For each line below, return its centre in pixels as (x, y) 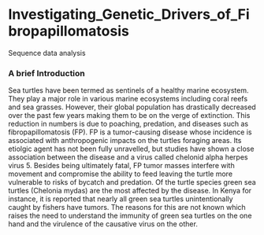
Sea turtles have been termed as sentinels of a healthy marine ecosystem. (128, 90)
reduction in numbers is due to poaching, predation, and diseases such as (128, 124)
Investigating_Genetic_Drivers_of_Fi (129, 15)
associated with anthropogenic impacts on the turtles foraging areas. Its (125, 141)
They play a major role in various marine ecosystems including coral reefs (128, 99)
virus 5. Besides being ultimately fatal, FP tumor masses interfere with (121, 166)
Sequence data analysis (47, 53)
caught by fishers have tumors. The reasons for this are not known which (127, 207)
